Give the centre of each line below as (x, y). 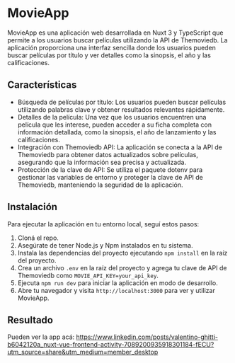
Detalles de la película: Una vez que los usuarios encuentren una (112, 117)
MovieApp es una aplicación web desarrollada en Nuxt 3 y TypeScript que (115, 33)
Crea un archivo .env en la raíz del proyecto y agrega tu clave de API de (122, 267)
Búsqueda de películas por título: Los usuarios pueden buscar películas (122, 102)
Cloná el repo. (38, 238)
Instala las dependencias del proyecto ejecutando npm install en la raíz (122, 253)
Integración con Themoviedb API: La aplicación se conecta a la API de (120, 147)
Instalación (33, 207)
